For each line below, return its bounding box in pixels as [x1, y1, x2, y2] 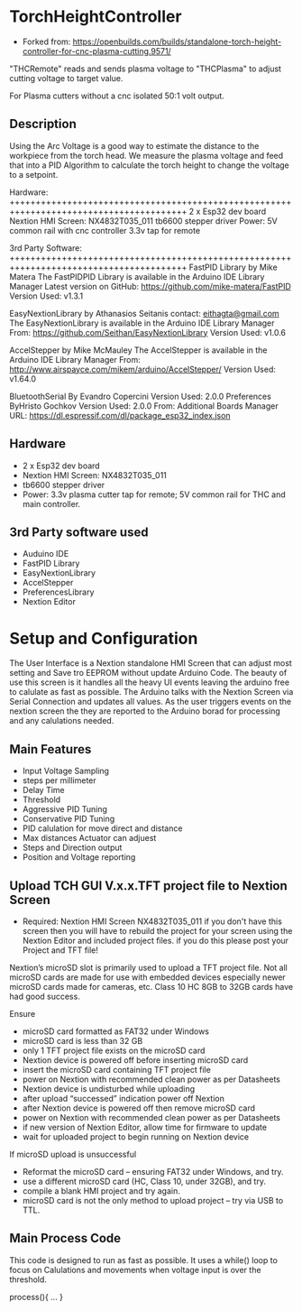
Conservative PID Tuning [22, 814, 115, 825]
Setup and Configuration [9, 628, 198, 649]
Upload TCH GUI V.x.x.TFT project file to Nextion [9, 878, 288, 893]
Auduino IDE [22, 549, 69, 559]
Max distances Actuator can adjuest [22, 833, 157, 844]
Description [9, 116, 77, 132]
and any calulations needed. [9, 716, 114, 726]
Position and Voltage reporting [22, 852, 136, 863]
